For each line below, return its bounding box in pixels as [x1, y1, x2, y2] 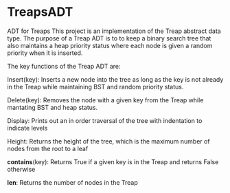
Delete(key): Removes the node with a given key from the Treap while [7, 95, 204, 104]
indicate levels [7, 124, 48, 132]
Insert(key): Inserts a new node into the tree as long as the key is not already [7, 75, 224, 83]
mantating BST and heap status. [7, 103, 98, 111]
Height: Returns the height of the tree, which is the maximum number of [7, 137, 211, 145]
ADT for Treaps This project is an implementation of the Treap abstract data [7, 27, 221, 35]
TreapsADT [7, 4, 73, 20]
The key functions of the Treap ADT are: [7, 62, 122, 70]
